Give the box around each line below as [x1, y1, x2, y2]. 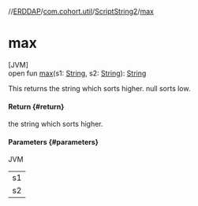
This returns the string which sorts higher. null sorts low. [8, 83, 191, 93]
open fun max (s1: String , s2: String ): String [8, 68, 147, 78]
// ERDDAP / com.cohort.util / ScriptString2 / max [8, 7, 154, 16]
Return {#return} [8, 101, 65, 111]
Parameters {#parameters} [8, 137, 99, 146]
